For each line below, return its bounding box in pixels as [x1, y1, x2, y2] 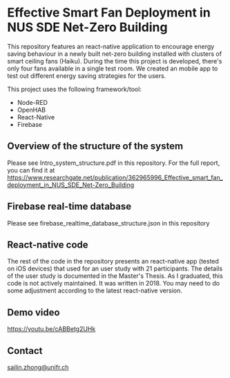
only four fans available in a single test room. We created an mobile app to [7, 64, 218, 72]
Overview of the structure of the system [7, 140, 184, 152]
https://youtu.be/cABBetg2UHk [7, 325, 96, 333]
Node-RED [17, 98, 48, 106]
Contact [7, 345, 43, 357]
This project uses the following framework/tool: [7, 85, 142, 93]
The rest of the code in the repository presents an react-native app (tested [7, 257, 220, 266]
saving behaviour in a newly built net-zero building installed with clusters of [7, 50, 222, 58]
